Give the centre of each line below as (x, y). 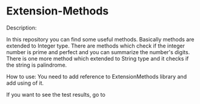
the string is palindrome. (37, 65)
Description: (22, 28)
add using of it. (25, 83)
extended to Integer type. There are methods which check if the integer (96, 46)
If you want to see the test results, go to (56, 94)
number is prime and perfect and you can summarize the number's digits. (98, 52)
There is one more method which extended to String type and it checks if (98, 58)
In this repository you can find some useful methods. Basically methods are (100, 39)
